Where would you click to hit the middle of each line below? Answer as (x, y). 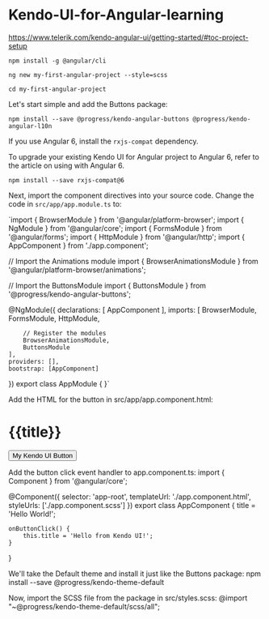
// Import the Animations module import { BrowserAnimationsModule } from (133, 261)
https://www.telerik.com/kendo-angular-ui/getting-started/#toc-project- (128, 37)
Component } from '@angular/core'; (68, 480)
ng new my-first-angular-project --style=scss (88, 75)
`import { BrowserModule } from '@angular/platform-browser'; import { (126, 220)
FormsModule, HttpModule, (54, 318)
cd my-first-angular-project (57, 89)
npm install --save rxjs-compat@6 (67, 180)
